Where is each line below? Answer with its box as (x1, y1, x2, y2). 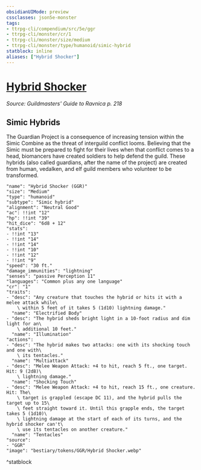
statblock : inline (6, 48, 53, 54)
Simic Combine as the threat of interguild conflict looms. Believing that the (6, 140, 191, 147)
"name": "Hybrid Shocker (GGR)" (6, 184, 88, 190)
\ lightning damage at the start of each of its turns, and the (17, 416, 182, 422)
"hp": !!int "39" (6, 215, 50, 221)
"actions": (6, 336, 34, 343)
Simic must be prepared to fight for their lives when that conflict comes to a (6, 146, 194, 153)
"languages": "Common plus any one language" (6, 278, 123, 285)
